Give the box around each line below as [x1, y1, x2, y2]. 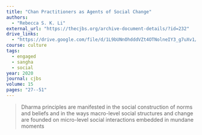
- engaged [11, 53, 36, 59]
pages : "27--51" [6, 87, 47, 93]
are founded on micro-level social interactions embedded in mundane [20, 116, 194, 123]
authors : [6, 14, 28, 20]
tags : [6, 48, 20, 54]
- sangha [11, 59, 34, 65]
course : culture [6, 43, 47, 49]
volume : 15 [6, 82, 34, 88]
